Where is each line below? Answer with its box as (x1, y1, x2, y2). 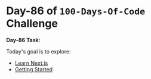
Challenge (6, 17, 58, 30)
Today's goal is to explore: (6, 48, 71, 55)
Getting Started (14, 65, 53, 72)
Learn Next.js (14, 59, 48, 67)
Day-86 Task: (6, 36, 41, 43)
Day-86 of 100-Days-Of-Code (6, 4, 146, 18)
